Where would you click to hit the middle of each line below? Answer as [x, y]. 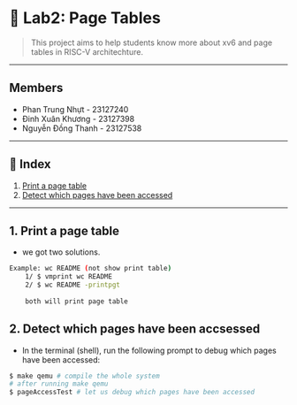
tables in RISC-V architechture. [87, 51]
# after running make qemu [59, 384]
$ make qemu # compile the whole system [85, 376]
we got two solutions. [61, 252]
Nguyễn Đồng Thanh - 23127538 [82, 128]
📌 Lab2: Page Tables [85, 18]
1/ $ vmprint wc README [69, 277]
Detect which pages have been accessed [97, 195]
